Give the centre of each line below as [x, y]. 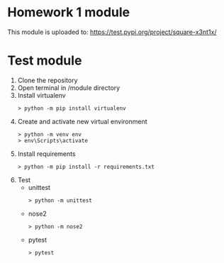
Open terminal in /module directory [69, 88]
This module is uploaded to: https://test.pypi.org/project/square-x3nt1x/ [112, 32]
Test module [45, 61]
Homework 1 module [69, 12]
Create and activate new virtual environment [82, 121]
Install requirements [46, 154]
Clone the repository [47, 80]
